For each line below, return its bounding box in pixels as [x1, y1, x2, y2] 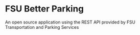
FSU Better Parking [5, 3, 84, 14]
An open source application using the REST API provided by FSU [5, 19, 136, 25]
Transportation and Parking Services [5, 24, 79, 30]
